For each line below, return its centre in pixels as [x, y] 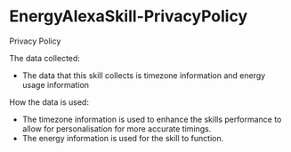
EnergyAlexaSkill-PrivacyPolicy [128, 16]
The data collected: [44, 58]
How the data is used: [49, 102]
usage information [56, 84]
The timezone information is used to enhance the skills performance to [152, 119]
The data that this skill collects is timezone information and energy [144, 75]
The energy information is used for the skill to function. [123, 138]
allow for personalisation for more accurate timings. [117, 128]
